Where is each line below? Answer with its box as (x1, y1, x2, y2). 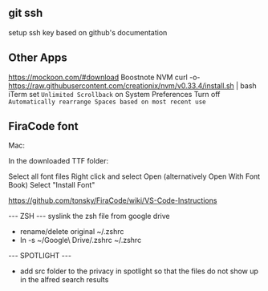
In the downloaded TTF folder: (8, 156, 109, 166)
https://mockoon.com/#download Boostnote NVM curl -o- (8, 72, 201, 82)
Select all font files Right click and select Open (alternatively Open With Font (8, 172, 261, 181)
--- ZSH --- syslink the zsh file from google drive (8, 212, 170, 221)
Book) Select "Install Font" (8, 180, 95, 190)
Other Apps (8, 51, 67, 65)
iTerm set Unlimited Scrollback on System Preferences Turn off (8, 89, 221, 99)
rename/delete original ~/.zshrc (19, 227, 124, 236)
